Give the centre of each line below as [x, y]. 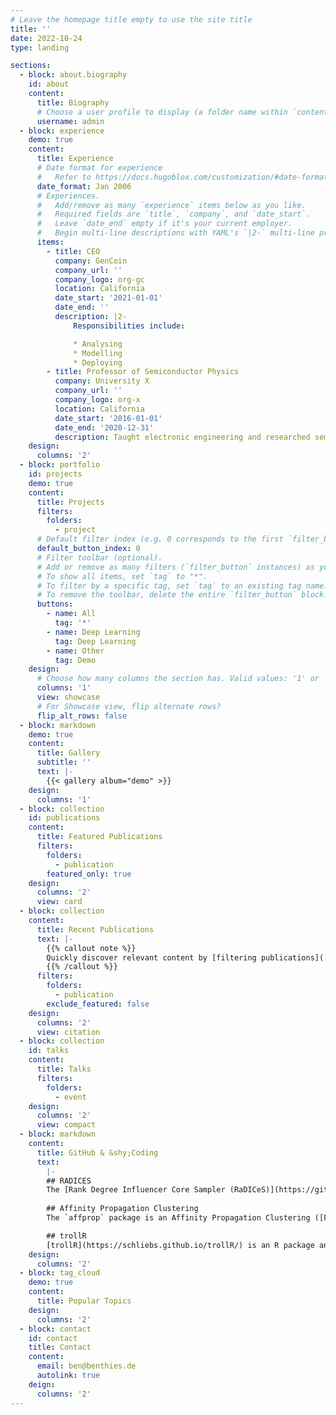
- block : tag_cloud [60, 1273]
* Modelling [98, 353]
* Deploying [98, 362]
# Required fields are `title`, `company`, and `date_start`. [173, 214]
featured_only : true [89, 874]
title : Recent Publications [95, 929]
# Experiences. [68, 196]
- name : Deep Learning [93, 632]
